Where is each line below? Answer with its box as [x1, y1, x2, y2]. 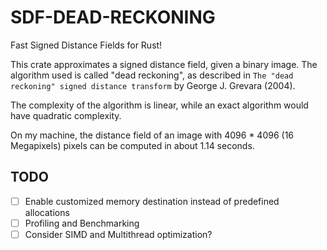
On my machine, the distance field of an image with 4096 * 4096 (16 [10, 129, 295, 141]
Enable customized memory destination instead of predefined [24, 195, 280, 207]
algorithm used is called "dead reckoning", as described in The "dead [10, 69, 294, 81]
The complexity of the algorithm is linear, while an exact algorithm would [10, 99, 309, 111]
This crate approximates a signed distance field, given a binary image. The [10, 58, 318, 70]
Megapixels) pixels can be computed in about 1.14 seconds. [10, 139, 255, 151]
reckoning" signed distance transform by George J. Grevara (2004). [10, 79, 296, 91]
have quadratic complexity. [10, 109, 122, 121]
